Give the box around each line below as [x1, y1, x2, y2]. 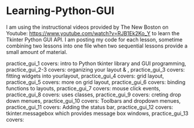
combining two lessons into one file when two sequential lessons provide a [6, 42, 188, 49]
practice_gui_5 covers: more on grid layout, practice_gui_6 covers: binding [6, 78, 186, 86]
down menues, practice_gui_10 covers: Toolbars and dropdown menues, [6, 97, 181, 104]
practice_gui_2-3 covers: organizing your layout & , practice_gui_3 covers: [6, 66, 185, 73]
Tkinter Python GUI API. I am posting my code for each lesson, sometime [6, 36, 183, 43]
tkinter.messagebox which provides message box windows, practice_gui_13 [6, 110, 189, 117]
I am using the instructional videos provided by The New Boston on [6, 23, 169, 31]
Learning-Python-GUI [6, 4, 115, 18]
